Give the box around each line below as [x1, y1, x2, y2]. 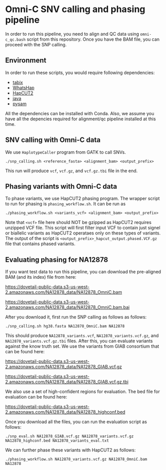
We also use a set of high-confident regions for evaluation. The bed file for [5, 388, 160, 395]
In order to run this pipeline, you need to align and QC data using [5, 31, 139, 37]
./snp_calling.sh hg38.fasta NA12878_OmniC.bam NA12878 [5, 324, 125, 329]
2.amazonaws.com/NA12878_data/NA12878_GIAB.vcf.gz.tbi [5, 379, 129, 385]
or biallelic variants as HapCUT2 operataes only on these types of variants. [5, 230, 161, 236]
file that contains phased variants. [5, 241, 75, 247]
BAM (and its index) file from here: [5, 274, 76, 280]
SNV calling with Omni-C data [5, 136, 101, 144]
